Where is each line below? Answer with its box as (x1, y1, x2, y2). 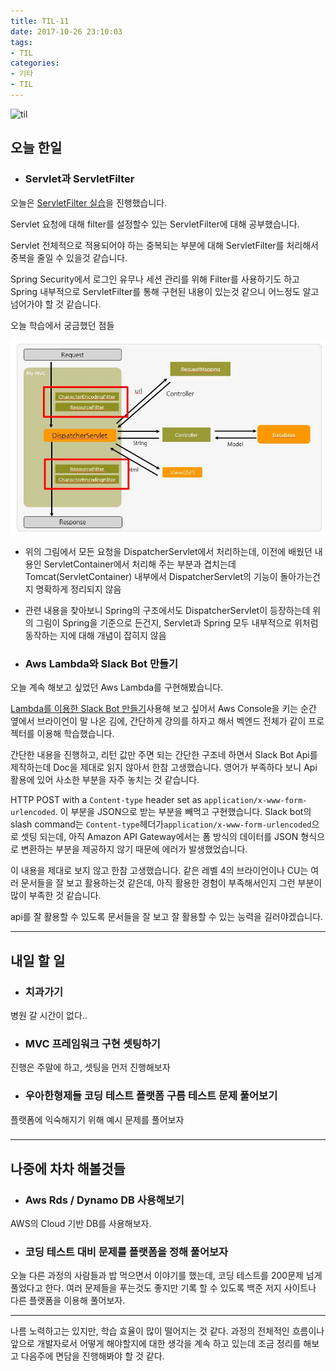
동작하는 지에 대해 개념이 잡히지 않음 (24, 629, 167, 641)
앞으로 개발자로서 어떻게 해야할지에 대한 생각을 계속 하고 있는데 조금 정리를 (10, 1338, 302, 1350)
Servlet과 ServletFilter (24, 172, 135, 186)
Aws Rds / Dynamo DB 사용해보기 (24, 1193, 185, 1207)
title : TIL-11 (10, 16, 70, 26)
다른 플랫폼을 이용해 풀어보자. (10, 1295, 126, 1307)
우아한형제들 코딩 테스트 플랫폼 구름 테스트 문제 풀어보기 (24, 1089, 278, 1103)
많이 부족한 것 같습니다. (10, 890, 102, 902)
